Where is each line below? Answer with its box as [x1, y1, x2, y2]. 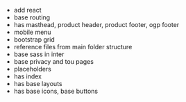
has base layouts [13, 80, 62, 87]
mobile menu [13, 28, 51, 36]
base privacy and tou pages [13, 58, 94, 65]
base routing [13, 13, 51, 22]
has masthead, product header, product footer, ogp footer [13, 21, 180, 28]
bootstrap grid [13, 35, 56, 44]
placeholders [13, 65, 52, 73]
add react [13, 6, 42, 14]
